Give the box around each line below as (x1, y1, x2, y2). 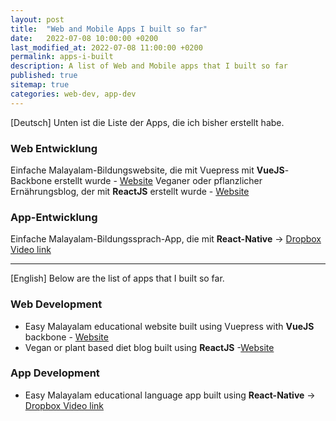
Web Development (10, 297, 103, 311)
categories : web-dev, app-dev (10, 89, 137, 99)
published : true (10, 71, 78, 81)
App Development (10, 366, 100, 380)
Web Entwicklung (10, 141, 98, 155)
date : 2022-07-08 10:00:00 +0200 (10, 33, 159, 43)
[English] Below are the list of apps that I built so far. (10, 272, 225, 285)
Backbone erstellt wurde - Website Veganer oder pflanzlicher (10, 174, 263, 186)
